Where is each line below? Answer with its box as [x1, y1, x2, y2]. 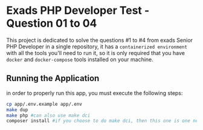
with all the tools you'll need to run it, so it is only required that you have [6, 49, 185, 56]
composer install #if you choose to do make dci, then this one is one [6, 118, 190, 124]
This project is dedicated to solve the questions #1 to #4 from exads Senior [6, 36, 193, 44]
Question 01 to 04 [6, 16, 97, 30]
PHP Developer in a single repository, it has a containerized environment [6, 43, 187, 50]
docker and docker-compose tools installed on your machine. [6, 56, 154, 63]
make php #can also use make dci [6, 112, 91, 119]
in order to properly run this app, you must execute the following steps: [6, 89, 183, 97]
